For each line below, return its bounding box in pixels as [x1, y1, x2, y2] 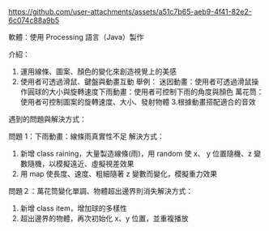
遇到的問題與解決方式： [8, 114, 87, 124]
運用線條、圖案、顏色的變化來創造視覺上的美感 [19, 66, 177, 76]
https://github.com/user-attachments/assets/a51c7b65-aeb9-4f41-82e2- [8, 7, 253, 16]
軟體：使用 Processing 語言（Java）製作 [8, 32, 144, 41]
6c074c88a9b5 [8, 15, 60, 25]
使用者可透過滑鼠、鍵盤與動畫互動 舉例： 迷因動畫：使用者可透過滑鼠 [19, 77, 252, 86]
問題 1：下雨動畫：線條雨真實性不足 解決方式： [8, 131, 164, 141]
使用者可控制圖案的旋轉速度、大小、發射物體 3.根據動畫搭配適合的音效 [19, 97, 257, 106]
